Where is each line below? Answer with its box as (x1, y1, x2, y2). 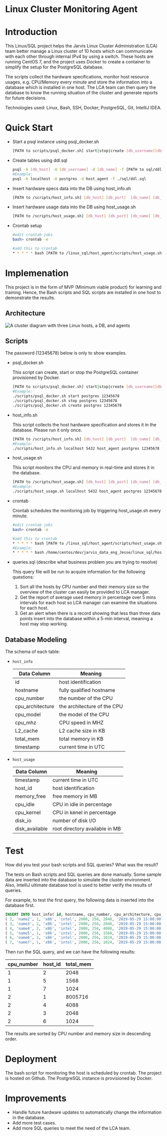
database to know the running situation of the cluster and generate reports (5, 90, 158, 96)
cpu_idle (14, 801, 35, 808)
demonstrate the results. (5, 295, 56, 301)
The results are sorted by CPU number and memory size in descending (5, 1031, 151, 1037)
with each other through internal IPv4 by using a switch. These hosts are (5, 53, 154, 59)
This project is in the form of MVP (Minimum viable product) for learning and (5, 284, 162, 290)
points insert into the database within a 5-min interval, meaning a (19, 616, 153, 622)
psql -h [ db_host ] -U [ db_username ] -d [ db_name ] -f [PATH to (12, 167, 144, 172)
